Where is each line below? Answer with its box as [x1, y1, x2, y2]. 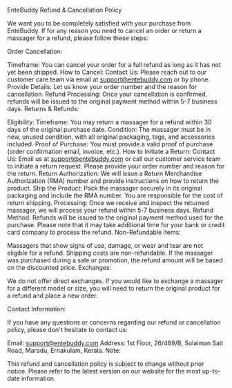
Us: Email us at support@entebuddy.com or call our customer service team [7, 155, 221, 163]
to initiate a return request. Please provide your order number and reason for [7, 162, 225, 170]
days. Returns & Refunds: [7, 105, 79, 113]
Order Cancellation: [7, 48, 63, 55]
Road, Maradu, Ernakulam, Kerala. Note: [7, 347, 121, 354]
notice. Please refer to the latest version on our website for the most [7, 367, 201, 375]
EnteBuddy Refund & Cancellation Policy [7, 6, 122, 14]
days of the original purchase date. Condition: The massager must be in [7, 126, 211, 133]
